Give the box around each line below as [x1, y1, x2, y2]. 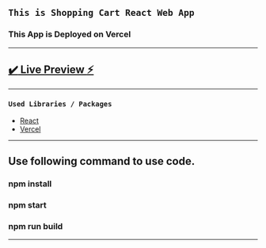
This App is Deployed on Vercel [8, 29, 131, 40]
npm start [8, 200, 47, 211]
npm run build [8, 220, 63, 231]
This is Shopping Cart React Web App [8, 7, 195, 19]
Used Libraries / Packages [8, 100, 112, 109]
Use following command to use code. [8, 155, 196, 168]
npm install [8, 178, 52, 189]
